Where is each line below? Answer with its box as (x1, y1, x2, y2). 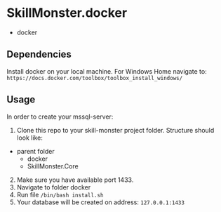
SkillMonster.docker (6, 5, 128, 21)
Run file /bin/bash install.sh (16, 190, 104, 199)
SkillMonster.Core (27, 161, 79, 170)
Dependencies (6, 48, 72, 60)
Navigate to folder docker (16, 183, 91, 191)
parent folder (16, 147, 55, 155)
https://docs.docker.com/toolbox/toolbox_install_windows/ (6, 74, 183, 81)
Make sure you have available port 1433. (16, 175, 134, 184)
